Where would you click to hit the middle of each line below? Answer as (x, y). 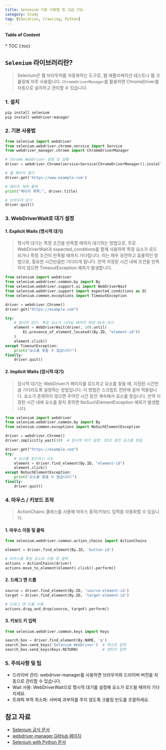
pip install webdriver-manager (37, 117)
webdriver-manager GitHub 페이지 (47, 736)
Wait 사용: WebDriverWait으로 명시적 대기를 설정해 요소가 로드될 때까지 (81, 688)
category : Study (22, 14)
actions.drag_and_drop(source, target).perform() (57, 609)
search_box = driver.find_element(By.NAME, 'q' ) (56, 640)
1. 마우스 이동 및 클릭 (25, 530)
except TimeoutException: (32, 346)
